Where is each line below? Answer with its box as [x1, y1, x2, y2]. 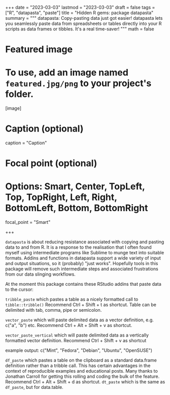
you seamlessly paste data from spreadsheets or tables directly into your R [5, 20, 162, 26]
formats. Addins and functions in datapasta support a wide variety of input [5, 255, 161, 261]
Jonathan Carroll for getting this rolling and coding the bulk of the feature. [5, 373, 160, 380]
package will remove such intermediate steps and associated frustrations [5, 266, 158, 272]
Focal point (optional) [5, 157, 97, 169]
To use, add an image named [5, 67, 128, 78]
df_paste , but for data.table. [5, 384, 63, 390]
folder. [5, 88, 34, 100]
